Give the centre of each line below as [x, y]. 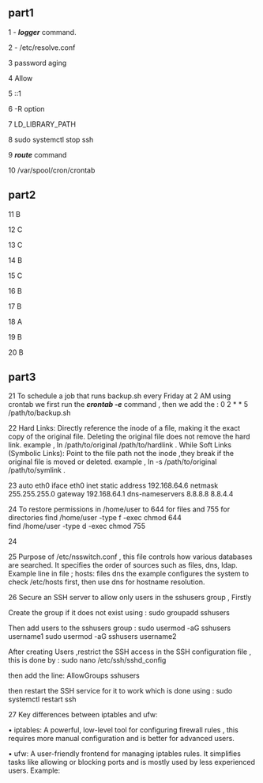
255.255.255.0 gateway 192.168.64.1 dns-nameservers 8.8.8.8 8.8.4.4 [121, 494]
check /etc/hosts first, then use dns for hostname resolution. [107, 582]
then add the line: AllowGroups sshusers [74, 675]
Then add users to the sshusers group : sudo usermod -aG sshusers [120, 628]
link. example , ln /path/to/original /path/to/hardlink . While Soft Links [120, 445]
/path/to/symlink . [37, 470]
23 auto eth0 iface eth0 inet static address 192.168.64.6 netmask [113, 485]
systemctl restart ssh [42, 699]
